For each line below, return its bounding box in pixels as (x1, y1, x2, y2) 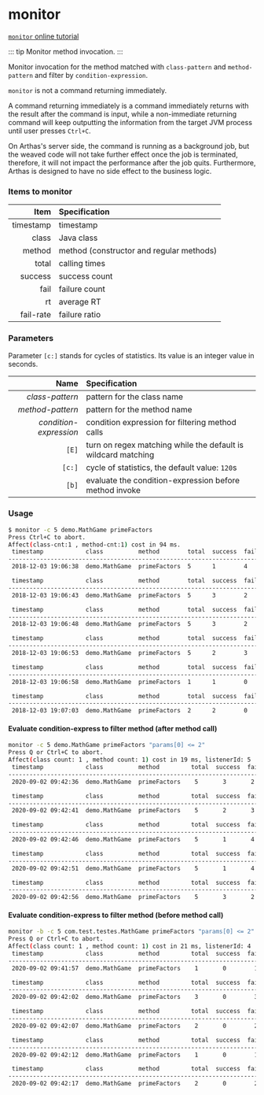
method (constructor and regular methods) (58, 246, 218, 257)
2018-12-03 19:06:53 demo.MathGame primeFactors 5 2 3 (11, 649, 247, 657)
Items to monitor (8, 186, 73, 197)
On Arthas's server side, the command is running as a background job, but (8, 141, 250, 150)
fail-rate (20, 309, 52, 320)
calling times (58, 258, 106, 269)
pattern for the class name (86, 391, 183, 402)
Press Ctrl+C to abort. (8, 533, 86, 541)
